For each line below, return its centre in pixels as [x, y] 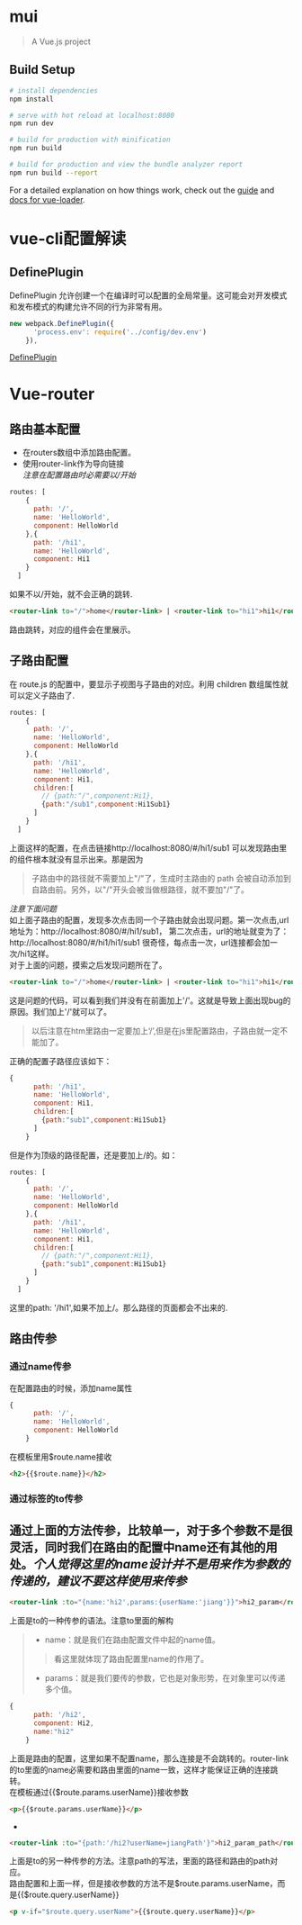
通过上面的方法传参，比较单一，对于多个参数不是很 [151, 1531]
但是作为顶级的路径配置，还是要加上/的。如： [93, 1155]
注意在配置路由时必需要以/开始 [79, 475]
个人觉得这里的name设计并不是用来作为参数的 [161, 1564]
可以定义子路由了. [42, 695]
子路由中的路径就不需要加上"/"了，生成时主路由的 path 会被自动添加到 [161, 878]
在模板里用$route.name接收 [61, 1457]
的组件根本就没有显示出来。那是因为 [76, 859]
